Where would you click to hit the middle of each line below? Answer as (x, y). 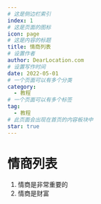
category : (22, 87)
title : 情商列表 (29, 47)
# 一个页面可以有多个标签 (40, 100)
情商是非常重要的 (43, 185)
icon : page (23, 34)
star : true (23, 126)
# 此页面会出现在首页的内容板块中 (51, 119)
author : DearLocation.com (46, 60)
